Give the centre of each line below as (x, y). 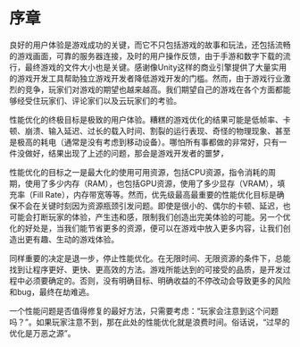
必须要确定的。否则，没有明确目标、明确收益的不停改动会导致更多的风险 (158, 280)
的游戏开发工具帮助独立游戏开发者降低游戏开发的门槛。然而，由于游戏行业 (146, 78)
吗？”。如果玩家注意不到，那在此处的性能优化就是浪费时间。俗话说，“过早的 (150, 322)
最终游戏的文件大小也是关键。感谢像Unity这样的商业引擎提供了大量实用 (156, 67)
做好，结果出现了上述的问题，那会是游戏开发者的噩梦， (126, 153)
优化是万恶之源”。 (42, 333)
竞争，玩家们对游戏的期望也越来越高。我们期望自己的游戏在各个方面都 (154, 89)
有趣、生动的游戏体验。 (75, 239)
